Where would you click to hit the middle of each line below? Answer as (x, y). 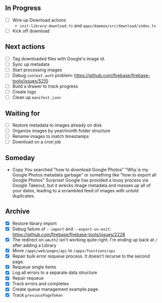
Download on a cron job (37, 142)
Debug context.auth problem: (42, 75)
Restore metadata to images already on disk (57, 125)
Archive (18, 211)
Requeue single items (34, 267)
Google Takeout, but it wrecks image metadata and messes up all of (81, 185)
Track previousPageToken (38, 295)
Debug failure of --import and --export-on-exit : (61, 229)
